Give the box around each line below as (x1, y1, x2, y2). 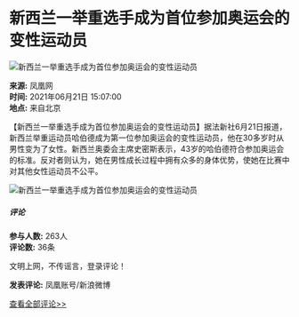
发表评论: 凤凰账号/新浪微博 (9, 279, 111, 289)
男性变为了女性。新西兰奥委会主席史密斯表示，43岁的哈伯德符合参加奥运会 (9, 143, 285, 154)
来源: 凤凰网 (9, 80, 53, 91)
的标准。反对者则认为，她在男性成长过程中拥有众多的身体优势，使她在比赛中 (9, 155, 290, 165)
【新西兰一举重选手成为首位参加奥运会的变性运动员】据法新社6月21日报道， (9, 121, 287, 131)
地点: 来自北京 (9, 102, 61, 113)
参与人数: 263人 (9, 230, 69, 241)
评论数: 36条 (9, 242, 55, 252)
